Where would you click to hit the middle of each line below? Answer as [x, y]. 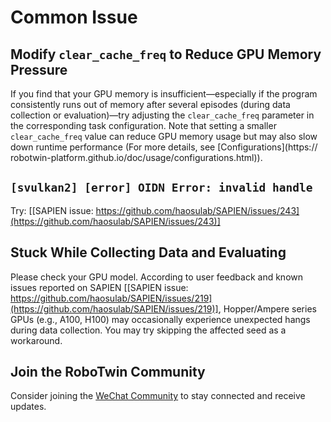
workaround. [36, 340]
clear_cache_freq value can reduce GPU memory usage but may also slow [164, 136]
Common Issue [74, 17]
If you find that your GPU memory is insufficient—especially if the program [164, 94]
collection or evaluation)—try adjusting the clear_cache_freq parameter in [162, 115]
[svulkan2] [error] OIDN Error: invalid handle [161, 188]
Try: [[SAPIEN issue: [52, 210]
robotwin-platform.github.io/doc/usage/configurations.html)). [136, 157]
